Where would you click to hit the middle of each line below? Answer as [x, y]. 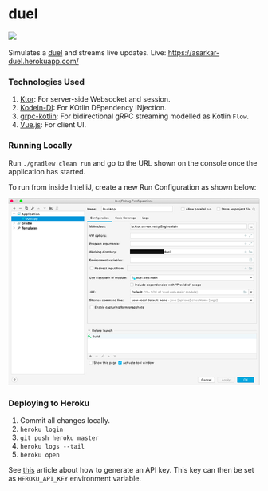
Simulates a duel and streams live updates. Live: [87, 52]
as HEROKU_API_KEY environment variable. [75, 479]
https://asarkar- [194, 52]
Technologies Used [47, 82]
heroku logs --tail [52, 447]
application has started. [47, 171]
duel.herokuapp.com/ [44, 61]
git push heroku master [59, 438]
